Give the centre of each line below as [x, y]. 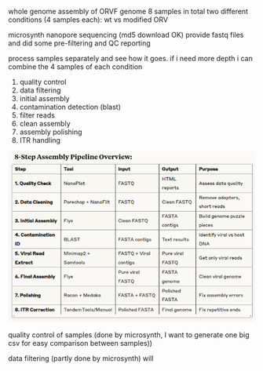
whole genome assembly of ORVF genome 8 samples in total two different [128, 11]
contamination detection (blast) [70, 107]
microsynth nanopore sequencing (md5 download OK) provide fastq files [126, 35]
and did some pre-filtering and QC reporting [79, 43]
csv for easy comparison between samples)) [80, 343]
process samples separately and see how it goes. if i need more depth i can [130, 58]
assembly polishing [51, 132]
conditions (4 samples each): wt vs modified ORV [88, 20]
